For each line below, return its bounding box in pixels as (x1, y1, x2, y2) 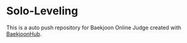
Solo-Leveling (6, 4, 78, 18)
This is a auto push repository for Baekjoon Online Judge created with (6, 24, 182, 31)
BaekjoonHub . (6, 30, 42, 37)
